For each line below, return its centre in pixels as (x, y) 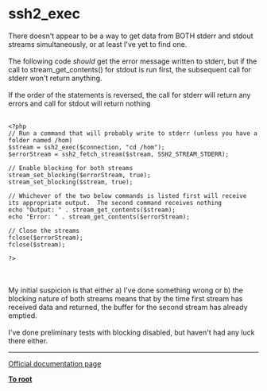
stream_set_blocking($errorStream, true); (79, 175)
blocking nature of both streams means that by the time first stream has (126, 298)
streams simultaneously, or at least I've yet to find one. (98, 44)
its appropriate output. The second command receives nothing (115, 203)
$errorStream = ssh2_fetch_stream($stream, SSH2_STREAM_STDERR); (118, 154)
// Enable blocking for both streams (71, 168)
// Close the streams (44, 230)
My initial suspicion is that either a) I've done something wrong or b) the (126, 290)
